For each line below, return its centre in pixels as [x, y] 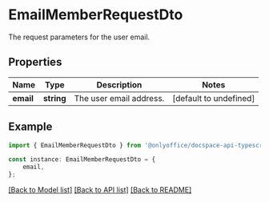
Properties [35, 62]
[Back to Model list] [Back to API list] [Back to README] [100, 190]
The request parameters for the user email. [79, 37]
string [54, 98]
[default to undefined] [213, 98]
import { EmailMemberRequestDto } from [75, 145]
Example [30, 127]
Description [119, 84]
